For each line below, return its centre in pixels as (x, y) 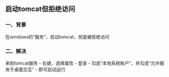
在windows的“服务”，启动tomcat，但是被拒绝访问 (57, 36)
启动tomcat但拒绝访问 (40, 9)
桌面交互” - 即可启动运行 (40, 69)
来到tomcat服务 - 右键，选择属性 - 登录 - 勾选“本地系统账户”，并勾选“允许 (83, 63)
